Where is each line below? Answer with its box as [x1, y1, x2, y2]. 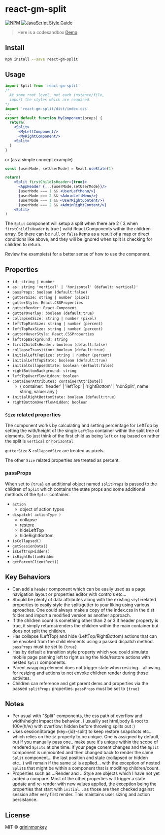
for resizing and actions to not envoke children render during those [12, 670, 148, 676]
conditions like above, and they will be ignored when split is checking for [5, 236, 153, 242]
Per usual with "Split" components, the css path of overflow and [12, 713, 143, 719]
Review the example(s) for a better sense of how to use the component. [5, 251, 151, 257]
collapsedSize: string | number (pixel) [12, 316, 97, 321]
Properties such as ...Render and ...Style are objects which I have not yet [12, 770, 160, 776]
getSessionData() [12, 544, 48, 548]
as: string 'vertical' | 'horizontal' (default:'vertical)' [12, 285, 138, 290]
